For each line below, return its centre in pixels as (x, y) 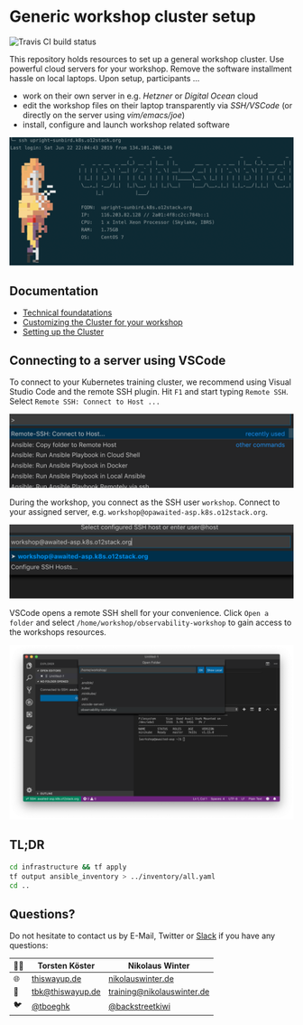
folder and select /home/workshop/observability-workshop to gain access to (151, 622)
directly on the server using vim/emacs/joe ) (104, 115)
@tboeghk (50, 1006)
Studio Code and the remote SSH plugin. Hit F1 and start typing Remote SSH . (149, 391)
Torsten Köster (66, 965)
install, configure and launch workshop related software (126, 125)
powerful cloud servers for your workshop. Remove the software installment (151, 69)
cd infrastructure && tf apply (68, 867)
